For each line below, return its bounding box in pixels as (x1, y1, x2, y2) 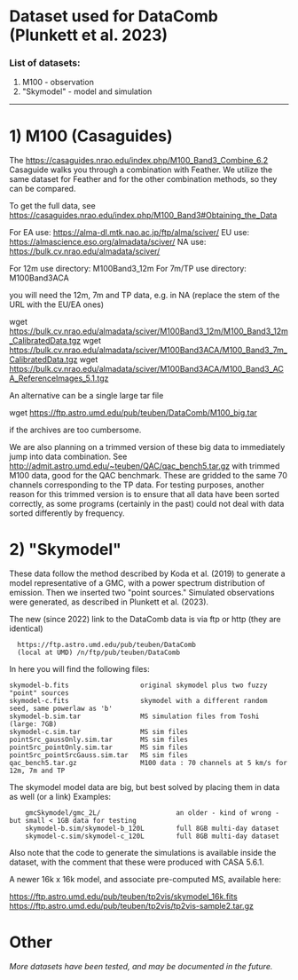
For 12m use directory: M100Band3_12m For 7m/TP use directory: (9, 264, 247, 274)
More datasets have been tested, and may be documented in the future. (9, 961, 273, 972)
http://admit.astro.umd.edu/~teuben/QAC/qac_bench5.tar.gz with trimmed (9, 461, 280, 471)
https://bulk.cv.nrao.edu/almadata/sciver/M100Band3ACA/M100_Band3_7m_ (9, 344, 288, 356)
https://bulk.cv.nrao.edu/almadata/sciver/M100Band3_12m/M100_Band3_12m (9, 326, 288, 336)
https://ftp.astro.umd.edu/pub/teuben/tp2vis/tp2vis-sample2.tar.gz (9, 901, 255, 912)
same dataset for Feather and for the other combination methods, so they (9, 174, 278, 185)
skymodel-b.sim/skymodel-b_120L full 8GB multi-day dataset (25, 824, 279, 834)
